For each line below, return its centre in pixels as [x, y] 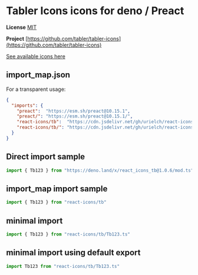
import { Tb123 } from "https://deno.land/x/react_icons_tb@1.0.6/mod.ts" [100, 170]
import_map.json [38, 75]
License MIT [22, 27]
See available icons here [36, 56]
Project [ [17, 38]
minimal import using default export [73, 253]
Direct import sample [46, 157]
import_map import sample [57, 189]
